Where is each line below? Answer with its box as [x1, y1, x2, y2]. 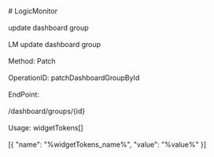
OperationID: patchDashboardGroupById [8, 73, 140, 82]
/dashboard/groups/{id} [8, 107, 85, 115]
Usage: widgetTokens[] [8, 123, 84, 132]
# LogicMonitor [8, 6, 57, 16]
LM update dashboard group [8, 40, 101, 49]
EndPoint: [8, 89, 39, 99]
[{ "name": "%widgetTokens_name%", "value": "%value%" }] [8, 140, 207, 149]
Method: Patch [8, 57, 57, 65]
